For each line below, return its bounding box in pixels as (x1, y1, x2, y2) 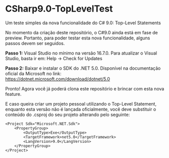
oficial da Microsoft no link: (5, 70, 62, 76)
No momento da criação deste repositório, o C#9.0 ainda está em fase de (5, 29, 158, 35)
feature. (5, 91, 22, 97)
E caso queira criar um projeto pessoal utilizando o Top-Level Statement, (5, 100, 157, 107)
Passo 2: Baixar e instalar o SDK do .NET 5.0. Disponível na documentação (5, 65, 161, 71)
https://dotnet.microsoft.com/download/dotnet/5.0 (5, 76, 110, 82)
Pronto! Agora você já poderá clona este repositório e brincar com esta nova (5, 85, 164, 91)
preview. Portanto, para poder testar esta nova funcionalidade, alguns (5, 35, 150, 41)
